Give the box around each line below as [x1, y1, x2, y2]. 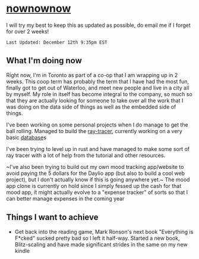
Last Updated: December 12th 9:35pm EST [6, 39, 108, 45]
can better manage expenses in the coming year [6, 195, 125, 202]
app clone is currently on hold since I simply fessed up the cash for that [6, 182, 182, 189]
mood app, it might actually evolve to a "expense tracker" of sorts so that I [6, 189, 188, 196]
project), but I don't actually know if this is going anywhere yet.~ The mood [6, 175, 190, 183]
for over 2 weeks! [6, 27, 49, 35]
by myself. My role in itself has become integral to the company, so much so [6, 90, 193, 97]
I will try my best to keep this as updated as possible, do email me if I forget [6, 21, 191, 29]
